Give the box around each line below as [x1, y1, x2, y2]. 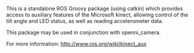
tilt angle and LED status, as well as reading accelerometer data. [6, 18, 164, 24]
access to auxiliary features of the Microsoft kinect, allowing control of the [6, 11, 189, 18]
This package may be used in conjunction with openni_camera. [6, 29, 161, 36]
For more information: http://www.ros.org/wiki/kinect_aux [6, 41, 147, 47]
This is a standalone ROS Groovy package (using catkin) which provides [6, 5, 183, 12]
